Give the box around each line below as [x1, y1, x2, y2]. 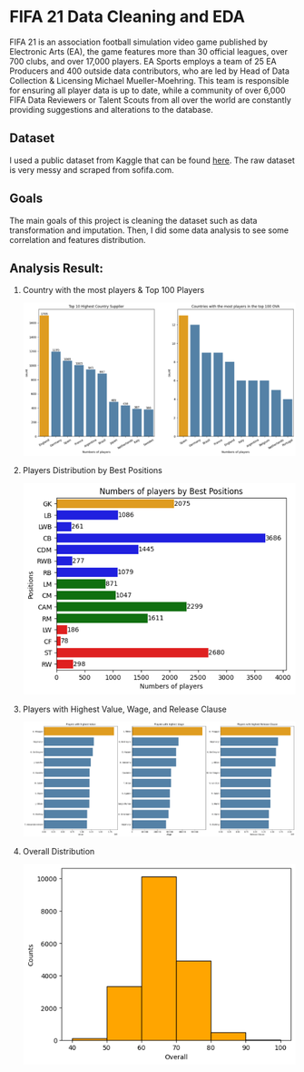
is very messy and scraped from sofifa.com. [9, 164, 174, 175]
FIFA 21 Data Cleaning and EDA [9, 6, 246, 27]
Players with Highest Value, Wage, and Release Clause [22, 703, 227, 714]
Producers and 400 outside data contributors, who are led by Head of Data [9, 66, 290, 76]
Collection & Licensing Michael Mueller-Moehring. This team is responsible [9, 75, 289, 86]
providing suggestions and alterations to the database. [9, 104, 213, 115]
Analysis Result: [9, 260, 104, 276]
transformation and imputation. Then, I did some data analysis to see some [9, 225, 289, 236]
